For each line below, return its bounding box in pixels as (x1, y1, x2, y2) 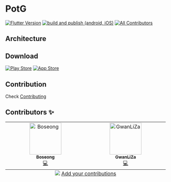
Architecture (5, 34, 47, 43)
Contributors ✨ (5, 108, 54, 117)
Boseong (36, 154, 55, 160)
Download (5, 52, 38, 60)
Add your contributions (61, 170, 117, 177)
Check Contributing (5, 93, 47, 99)
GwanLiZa (115, 154, 136, 160)
